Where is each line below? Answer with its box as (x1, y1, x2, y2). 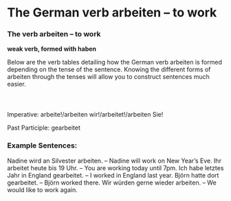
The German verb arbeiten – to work (7, 5, 217, 21)
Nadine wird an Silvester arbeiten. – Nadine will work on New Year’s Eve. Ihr (7, 156, 222, 165)
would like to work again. (7, 185, 78, 193)
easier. (7, 80, 26, 88)
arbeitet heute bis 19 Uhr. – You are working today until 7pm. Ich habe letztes (7, 163, 224, 172)
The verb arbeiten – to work (7, 29, 101, 39)
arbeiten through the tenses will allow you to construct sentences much (7, 73, 210, 81)
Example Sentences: (7, 141, 78, 150)
